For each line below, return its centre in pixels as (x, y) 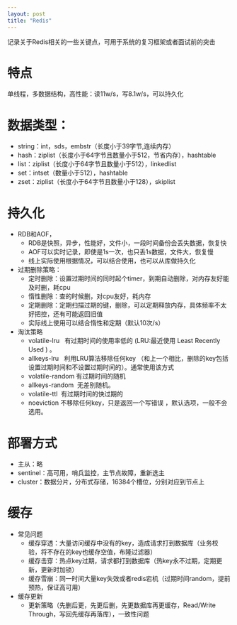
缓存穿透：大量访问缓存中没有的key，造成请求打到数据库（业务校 (123, 543)
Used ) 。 (42, 349)
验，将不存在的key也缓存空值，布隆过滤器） (92, 552)
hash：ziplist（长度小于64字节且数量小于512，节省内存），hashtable (117, 155)
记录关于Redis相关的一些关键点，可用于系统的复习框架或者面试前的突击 (111, 42)
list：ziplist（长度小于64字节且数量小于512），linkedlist (97, 164)
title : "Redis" (30, 21)
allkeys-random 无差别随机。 (71, 385)
